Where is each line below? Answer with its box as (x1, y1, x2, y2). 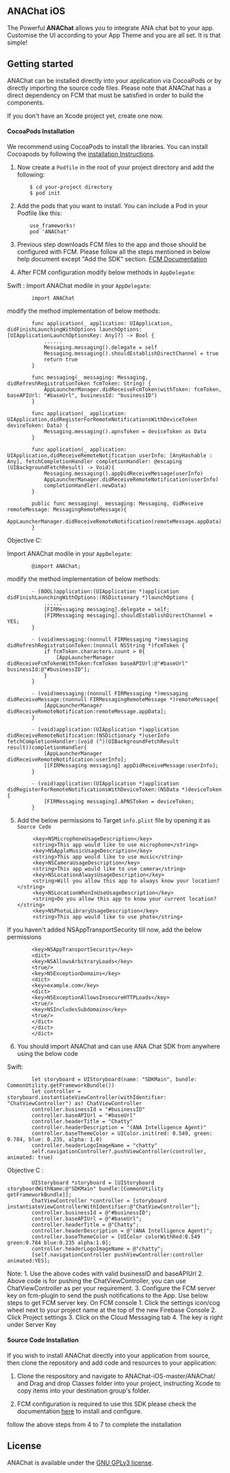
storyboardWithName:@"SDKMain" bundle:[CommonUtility (7, 1185, 164, 1192)
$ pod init (29, 189, 61, 196)
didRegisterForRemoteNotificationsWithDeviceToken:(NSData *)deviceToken (7, 786, 222, 793)
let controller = (31, 1087, 81, 1095)
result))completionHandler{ (7, 744, 88, 751)
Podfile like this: (16, 209, 62, 217)
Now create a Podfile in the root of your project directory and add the (16, 163, 214, 171)
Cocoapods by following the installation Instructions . (7, 150, 155, 158)
